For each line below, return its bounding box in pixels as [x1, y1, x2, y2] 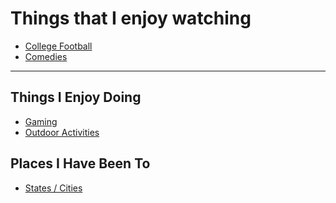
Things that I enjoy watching [10, 7, 252, 30]
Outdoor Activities [24, 126, 100, 138]
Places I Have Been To [10, 155, 151, 172]
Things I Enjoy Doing [10, 89, 142, 106]
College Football [24, 40, 93, 52]
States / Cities [24, 182, 83, 194]
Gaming [24, 115, 58, 127]
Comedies [24, 50, 68, 62]
